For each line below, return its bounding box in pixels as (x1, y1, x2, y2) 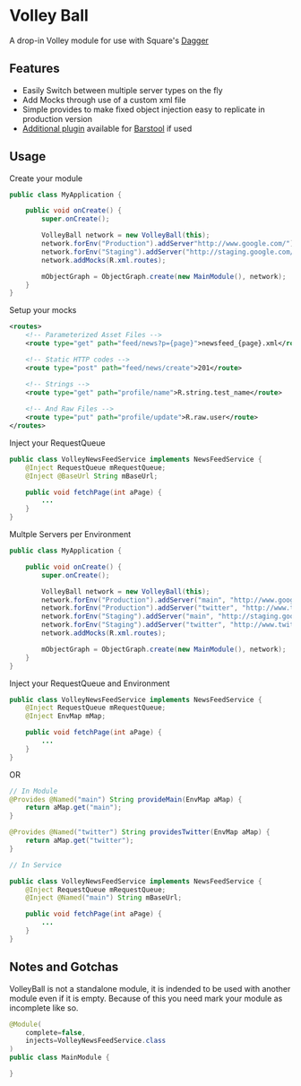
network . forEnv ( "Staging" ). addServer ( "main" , (41, 612, 215, 621)
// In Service (9, 860, 63, 870)
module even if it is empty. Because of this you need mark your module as (9, 993, 283, 1003)
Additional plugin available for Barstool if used (21, 123, 193, 134)
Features (9, 61, 60, 76)
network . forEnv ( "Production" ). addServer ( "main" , (41, 595, 227, 604)
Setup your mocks (9, 305, 77, 316)
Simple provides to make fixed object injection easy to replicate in (21, 104, 266, 115)
